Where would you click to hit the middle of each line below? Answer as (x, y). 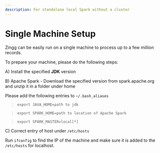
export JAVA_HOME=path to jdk (48, 105)
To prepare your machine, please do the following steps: (62, 62)
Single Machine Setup (50, 33)
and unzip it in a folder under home (40, 86)
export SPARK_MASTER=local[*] (48, 122)
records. (13, 52)
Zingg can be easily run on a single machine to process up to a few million (80, 47)
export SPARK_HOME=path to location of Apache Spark (72, 113)
